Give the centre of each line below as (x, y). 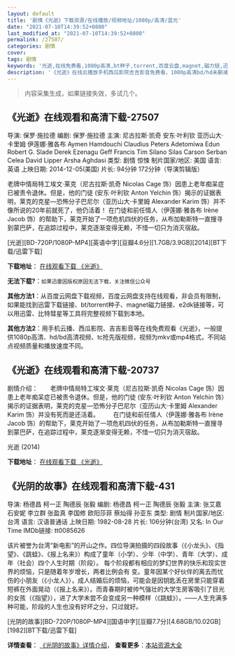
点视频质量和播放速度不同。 (47, 346)
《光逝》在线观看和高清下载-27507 (83, 117)
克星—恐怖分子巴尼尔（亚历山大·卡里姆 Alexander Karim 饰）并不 (131, 202)
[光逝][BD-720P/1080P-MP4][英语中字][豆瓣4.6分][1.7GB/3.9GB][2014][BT (114, 243)
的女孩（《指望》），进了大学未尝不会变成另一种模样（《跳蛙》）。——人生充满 (114, 598)
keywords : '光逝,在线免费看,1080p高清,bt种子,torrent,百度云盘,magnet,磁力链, (115, 66)
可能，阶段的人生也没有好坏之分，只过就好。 (77, 606)
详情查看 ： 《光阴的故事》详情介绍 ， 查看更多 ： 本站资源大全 (95, 645)
